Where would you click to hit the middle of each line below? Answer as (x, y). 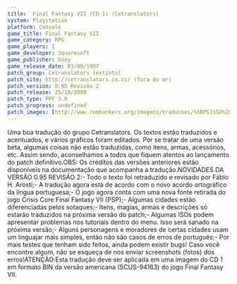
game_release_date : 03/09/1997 (53, 66)
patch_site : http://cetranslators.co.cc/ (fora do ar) (90, 79)
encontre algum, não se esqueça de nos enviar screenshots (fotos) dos (111, 252)
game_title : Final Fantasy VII (53, 33)
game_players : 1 (31, 47)
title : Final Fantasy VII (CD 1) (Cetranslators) (83, 14)
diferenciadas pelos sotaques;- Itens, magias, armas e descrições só (108, 207)
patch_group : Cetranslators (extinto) (64, 73)
